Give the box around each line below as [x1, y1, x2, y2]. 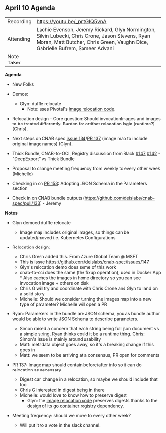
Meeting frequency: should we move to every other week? [12, 412, 131, 418]
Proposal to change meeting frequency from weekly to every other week [12, 165, 160, 171]
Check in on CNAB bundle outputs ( [12, 195, 85, 201]
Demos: [12, 91, 29, 97]
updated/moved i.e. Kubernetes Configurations [19, 234, 116, 240]
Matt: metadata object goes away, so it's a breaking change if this [19, 341, 154, 347]
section [12, 186, 28, 191]
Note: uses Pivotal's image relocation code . [27, 106, 116, 112]
